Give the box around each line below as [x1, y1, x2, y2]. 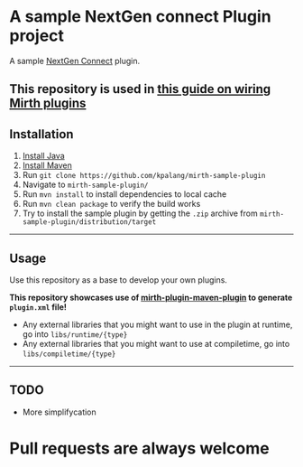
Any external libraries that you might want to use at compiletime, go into [22, 338, 290, 349]
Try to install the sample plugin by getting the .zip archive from [22, 208, 259, 219]
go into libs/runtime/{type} [22, 328, 128, 340]
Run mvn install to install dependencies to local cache [22, 189, 227, 200]
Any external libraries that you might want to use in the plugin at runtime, [22, 319, 293, 330]
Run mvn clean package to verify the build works [22, 199, 201, 210]
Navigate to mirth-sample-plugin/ [22, 179, 149, 191]
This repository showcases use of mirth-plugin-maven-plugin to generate [9, 292, 293, 303]
